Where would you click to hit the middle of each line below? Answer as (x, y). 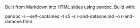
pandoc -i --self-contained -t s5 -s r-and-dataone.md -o (63, 16)
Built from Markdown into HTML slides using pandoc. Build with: (70, 7)
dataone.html (18, 21)
